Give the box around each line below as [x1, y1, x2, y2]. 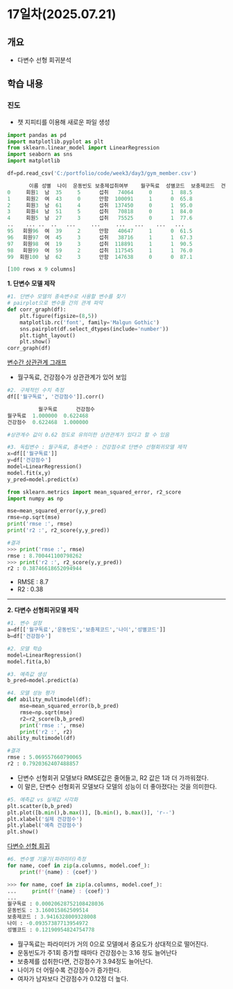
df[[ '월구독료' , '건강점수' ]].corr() [7, 394, 105, 400]
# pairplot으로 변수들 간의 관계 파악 [7, 300, 103, 307]
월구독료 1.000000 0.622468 [7, 412, 89, 419]
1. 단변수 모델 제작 [7, 279, 55, 288]
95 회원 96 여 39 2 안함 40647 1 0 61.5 [7, 228, 193, 235]
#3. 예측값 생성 [7, 670, 47, 677]
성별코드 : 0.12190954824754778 [7, 926, 95, 933]
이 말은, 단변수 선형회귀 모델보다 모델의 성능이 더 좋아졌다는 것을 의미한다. [17, 782, 217, 791]
